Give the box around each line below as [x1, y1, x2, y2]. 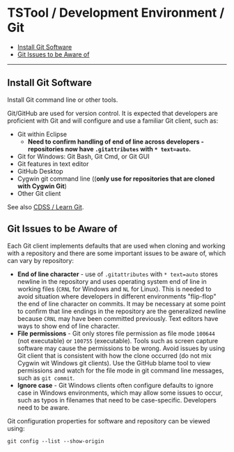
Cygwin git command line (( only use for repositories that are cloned [17, 174, 215, 183]
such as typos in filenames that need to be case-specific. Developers [17, 395, 217, 404]
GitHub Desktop [17, 167, 64, 175]
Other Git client [17, 189, 61, 197]
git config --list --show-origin [7, 437, 104, 444]
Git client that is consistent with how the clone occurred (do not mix [17, 351, 212, 360]
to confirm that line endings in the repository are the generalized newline [17, 307, 226, 315]
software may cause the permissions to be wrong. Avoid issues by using [17, 344, 225, 352]
